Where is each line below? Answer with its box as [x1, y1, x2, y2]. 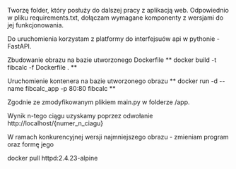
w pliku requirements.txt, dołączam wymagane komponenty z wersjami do [7, 13, 224, 22]
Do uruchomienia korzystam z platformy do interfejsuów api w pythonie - [7, 35, 220, 43]
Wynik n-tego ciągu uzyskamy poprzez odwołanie [7, 112, 153, 120]
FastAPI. [7, 42, 32, 50]
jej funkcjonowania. [7, 21, 64, 29]
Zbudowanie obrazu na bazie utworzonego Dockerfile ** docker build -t [7, 56, 217, 64]
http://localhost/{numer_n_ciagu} [7, 119, 104, 127]
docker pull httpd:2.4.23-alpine [7, 154, 98, 162]
